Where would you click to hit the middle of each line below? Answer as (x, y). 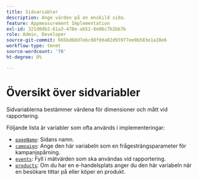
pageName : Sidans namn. (45, 139)
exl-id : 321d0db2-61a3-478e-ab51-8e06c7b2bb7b (66, 29)
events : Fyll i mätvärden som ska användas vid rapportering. (90, 159)
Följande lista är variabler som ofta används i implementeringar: (86, 128)
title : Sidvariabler (32, 12)
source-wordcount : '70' (36, 52)
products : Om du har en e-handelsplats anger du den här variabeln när (103, 165)
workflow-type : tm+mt (34, 46)
